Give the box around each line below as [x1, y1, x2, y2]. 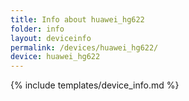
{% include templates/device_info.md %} [10, 79, 180, 91]
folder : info [10, 24, 65, 34]
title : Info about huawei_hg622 [10, 14, 145, 25]
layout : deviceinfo [10, 33, 92, 43]
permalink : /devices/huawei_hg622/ [10, 42, 159, 53]
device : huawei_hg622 [10, 52, 101, 62]
